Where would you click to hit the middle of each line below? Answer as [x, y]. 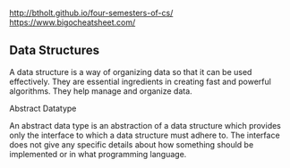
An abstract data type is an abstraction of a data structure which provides [145, 125]
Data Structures [55, 50]
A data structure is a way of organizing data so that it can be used [131, 71]
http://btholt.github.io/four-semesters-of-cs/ [91, 13]
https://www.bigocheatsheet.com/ [72, 22]
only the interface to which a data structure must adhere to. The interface [145, 135]
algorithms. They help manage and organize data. [101, 91]
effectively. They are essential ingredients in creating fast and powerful [140, 81]
